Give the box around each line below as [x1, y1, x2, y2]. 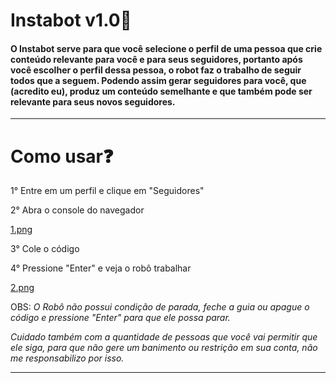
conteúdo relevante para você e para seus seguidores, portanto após [10, 53, 303, 65]
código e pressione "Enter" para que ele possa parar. [10, 312, 231, 324]
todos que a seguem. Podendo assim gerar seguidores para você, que [10, 74, 307, 86]
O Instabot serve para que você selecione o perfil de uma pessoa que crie [10, 42, 323, 54]
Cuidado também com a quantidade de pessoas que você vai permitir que [10, 331, 318, 343]
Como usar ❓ [10, 145, 114, 168]
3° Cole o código [10, 243, 80, 255]
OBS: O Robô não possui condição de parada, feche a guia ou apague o [10, 301, 310, 313]
